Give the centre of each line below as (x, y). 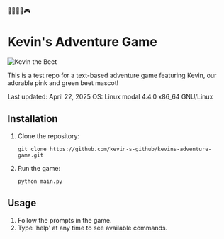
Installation (33, 119)
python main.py (40, 181)
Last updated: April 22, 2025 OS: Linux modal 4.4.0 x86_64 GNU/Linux (110, 96)
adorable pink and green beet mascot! (63, 83)
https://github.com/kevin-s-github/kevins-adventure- (130, 149)
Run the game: (39, 168)
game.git (30, 155)
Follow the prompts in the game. (65, 220)
